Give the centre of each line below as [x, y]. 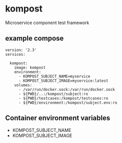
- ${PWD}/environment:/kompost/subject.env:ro [68, 103]
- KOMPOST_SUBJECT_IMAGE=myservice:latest [63, 81]
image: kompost [30, 67]
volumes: [23, 85]
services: [15, 54]
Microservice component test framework [47, 23]
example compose [34, 38]
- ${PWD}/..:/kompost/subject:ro [53, 94]
